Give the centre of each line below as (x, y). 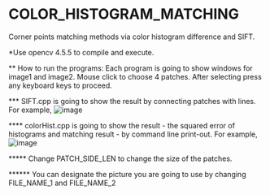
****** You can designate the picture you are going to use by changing (127, 174)
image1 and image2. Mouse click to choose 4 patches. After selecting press (135, 76)
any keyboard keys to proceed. (60, 85)
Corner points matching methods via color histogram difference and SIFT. (132, 37)
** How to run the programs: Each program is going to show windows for (131, 68)
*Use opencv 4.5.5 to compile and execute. (81, 52)
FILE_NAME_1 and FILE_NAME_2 (62, 183)
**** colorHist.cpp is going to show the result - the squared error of (122, 125)
